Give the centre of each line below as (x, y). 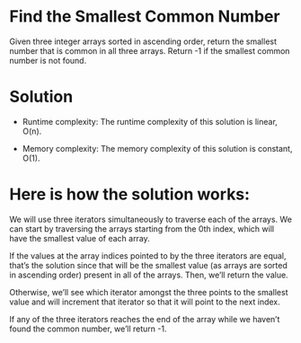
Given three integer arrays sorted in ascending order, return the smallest (143, 41)
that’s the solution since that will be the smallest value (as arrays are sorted (148, 265)
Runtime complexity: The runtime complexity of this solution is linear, (150, 121)
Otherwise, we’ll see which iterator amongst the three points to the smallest (149, 292)
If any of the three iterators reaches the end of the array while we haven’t (145, 319)
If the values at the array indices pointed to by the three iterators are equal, (148, 255)
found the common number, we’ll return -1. (88, 329)
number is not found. (48, 60)
